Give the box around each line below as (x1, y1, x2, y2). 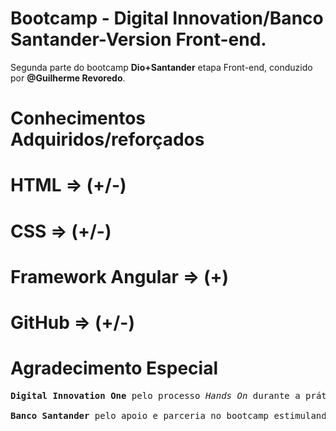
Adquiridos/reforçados (10, 128, 205, 151)
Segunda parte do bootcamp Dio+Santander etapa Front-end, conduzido (10, 61, 313, 73)
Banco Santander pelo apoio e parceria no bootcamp (10, 410, 270, 421)
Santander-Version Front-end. (10, 28, 267, 51)
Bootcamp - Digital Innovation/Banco (10, 7, 324, 30)
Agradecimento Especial (10, 357, 218, 380)
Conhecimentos (10, 107, 146, 130)
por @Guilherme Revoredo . (10, 72, 126, 84)
